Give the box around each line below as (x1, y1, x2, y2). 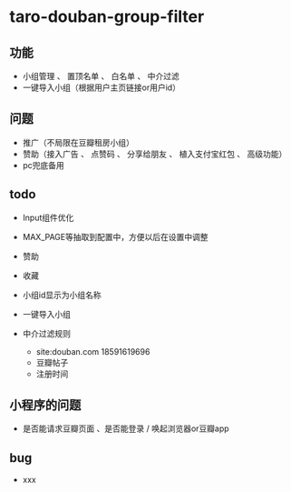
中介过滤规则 (22, 327, 71, 338)
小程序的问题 (9, 397, 82, 413)
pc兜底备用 (22, 159, 65, 170)
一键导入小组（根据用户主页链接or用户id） (22, 82, 181, 93)
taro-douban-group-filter (9, 6, 205, 27)
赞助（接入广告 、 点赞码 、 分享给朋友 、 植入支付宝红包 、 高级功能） (22, 148, 287, 159)
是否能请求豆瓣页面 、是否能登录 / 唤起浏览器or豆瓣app (22, 423, 229, 434)
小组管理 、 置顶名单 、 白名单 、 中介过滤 (22, 71, 179, 81)
